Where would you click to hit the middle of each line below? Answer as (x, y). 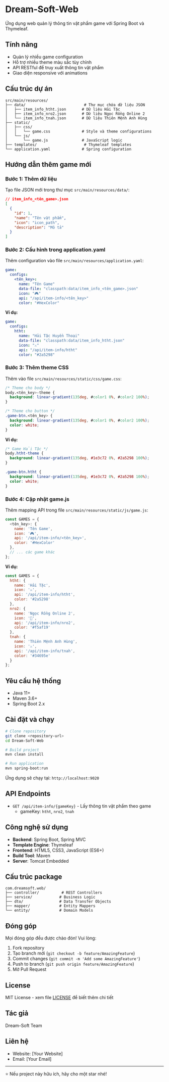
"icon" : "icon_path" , (37, 223)
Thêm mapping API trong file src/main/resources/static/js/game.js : (77, 510)
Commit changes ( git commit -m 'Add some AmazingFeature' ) (76, 959)
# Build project (22, 750)
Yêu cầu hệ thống (33, 681)
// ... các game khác (32, 552)
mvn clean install (24, 755)
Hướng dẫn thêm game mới (48, 164)
